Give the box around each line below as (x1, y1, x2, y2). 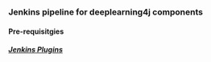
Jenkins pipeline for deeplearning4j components (8, 6, 204, 18)
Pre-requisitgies (8, 27, 64, 36)
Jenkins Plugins (8, 45, 63, 55)
